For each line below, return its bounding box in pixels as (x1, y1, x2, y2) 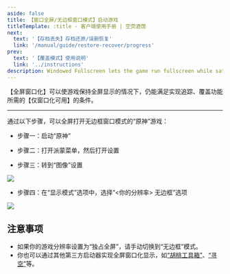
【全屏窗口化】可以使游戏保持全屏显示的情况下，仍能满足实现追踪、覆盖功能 (7, 87, 223, 95)
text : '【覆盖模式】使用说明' (13, 55, 89, 62)
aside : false (7, 10, 44, 17)
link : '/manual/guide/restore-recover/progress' (13, 42, 155, 49)
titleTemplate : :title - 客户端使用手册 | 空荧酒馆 (7, 23, 146, 30)
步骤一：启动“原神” (16, 131, 71, 139)
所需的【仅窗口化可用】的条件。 (7, 95, 97, 104)
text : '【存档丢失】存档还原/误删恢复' (13, 36, 113, 43)
